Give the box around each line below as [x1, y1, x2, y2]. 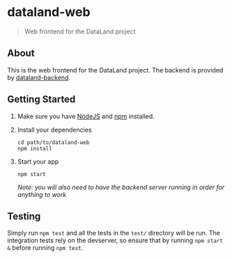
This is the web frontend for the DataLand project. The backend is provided [7, 65, 224, 74]
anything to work [17, 190, 67, 198]
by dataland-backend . [7, 73, 71, 81]
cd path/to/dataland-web [17, 139, 90, 146]
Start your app [17, 157, 59, 166]
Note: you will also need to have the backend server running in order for [17, 182, 225, 191]
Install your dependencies [17, 125, 92, 134]
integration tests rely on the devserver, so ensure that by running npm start [7, 236, 223, 244]
